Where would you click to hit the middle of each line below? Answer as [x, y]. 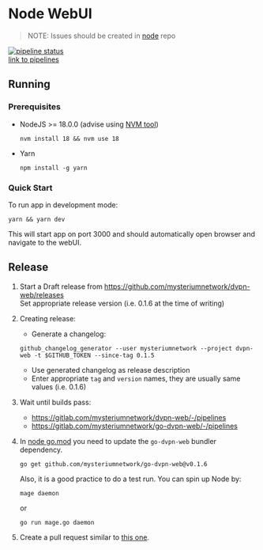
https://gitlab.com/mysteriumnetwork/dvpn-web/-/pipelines [129, 417]
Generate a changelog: [69, 334]
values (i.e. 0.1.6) [59, 387]
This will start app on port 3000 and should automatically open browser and [131, 233]
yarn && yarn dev [37, 219]
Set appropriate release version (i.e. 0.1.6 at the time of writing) [122, 303]
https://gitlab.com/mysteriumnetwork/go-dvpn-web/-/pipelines [135, 426]
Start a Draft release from [61, 286]
